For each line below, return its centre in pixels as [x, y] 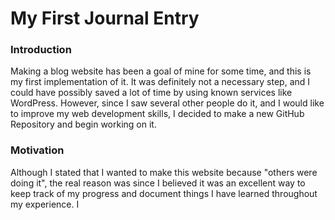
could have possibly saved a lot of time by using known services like [151, 93]
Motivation [37, 150]
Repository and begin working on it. [83, 124]
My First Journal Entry [105, 18]
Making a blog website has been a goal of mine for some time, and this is [161, 71]
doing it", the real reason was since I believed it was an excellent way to [158, 183]
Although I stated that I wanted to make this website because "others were [164, 172]
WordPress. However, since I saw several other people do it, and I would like [167, 103]
